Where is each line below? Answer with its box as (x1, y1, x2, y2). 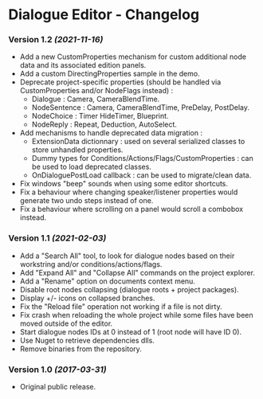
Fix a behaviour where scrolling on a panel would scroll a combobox (19, 205, 244, 214)
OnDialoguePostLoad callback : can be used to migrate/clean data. (31, 170, 252, 180)
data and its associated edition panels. (19, 61, 147, 70)
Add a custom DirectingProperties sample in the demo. (19, 69, 201, 79)
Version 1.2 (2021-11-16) (8, 34, 104, 45)
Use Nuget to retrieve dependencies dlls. (19, 335, 155, 345)
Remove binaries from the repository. (19, 344, 142, 354)
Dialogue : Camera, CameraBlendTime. (31, 94, 160, 104)
